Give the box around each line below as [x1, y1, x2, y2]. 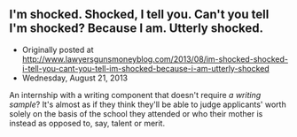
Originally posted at [21, 44, 94, 55]
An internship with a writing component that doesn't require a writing [9, 89, 262, 100]
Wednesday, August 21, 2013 [21, 72, 129, 83]
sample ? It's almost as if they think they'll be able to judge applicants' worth [9, 99, 286, 110]
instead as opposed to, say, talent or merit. [9, 118, 166, 128]
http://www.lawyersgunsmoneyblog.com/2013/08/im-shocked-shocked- [21, 53, 288, 65]
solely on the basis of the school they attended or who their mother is [9, 108, 263, 118]
